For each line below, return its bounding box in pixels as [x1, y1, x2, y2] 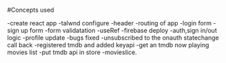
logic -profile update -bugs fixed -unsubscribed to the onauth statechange [7, 34, 219, 42]
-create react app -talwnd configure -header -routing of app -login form [7, 19, 212, 27]
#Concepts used [7, 6, 54, 14]
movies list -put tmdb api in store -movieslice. [7, 48, 137, 56]
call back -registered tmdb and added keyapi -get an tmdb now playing [7, 41, 209, 49]
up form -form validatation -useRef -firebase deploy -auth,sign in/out [20, 27, 217, 34]
